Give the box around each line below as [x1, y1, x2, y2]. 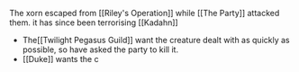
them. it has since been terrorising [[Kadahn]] [9, 17, 178, 28]
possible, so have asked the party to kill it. [22, 44, 178, 55]
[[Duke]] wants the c [22, 54, 99, 64]
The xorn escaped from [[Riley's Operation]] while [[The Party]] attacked [9, 8, 280, 18]
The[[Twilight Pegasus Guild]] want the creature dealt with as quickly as [22, 35, 290, 45]
